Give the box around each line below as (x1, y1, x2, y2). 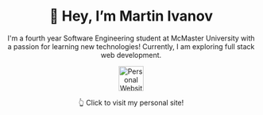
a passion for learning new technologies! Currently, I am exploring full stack (7, 41, 255, 51)
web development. (100, 50, 162, 59)
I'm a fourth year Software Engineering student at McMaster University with (7, 33, 255, 43)
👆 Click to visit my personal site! (78, 98, 184, 107)
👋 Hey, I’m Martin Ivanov (48, 7, 214, 25)
